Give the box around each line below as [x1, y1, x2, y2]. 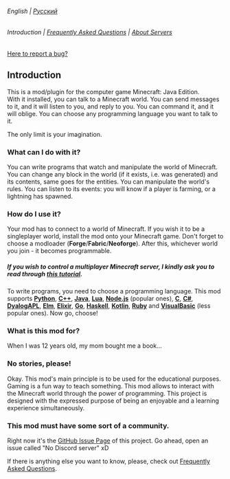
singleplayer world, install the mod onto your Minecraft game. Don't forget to [7, 232, 224, 241]
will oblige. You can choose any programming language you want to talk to [7, 109, 218, 118]
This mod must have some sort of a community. [7, 421, 170, 430]
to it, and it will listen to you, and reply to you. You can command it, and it [7, 102, 214, 111]
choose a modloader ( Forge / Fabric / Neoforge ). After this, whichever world [7, 239, 218, 248]
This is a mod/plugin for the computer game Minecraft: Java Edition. [7, 87, 200, 96]
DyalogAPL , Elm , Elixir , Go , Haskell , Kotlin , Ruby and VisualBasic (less [7, 302, 211, 310]
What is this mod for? [7, 326, 80, 336]
